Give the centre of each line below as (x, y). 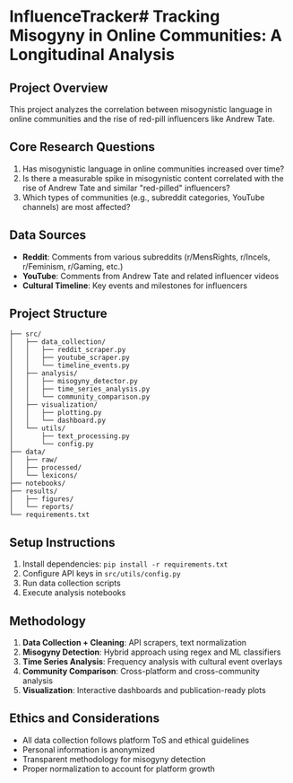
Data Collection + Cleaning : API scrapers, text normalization (134, 643)
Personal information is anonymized (88, 749)
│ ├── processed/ (46, 468)
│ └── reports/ (42, 507)
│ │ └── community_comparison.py (80, 397)
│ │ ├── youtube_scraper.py (69, 358)
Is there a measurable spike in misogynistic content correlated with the (153, 178)
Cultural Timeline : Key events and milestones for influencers (135, 286)
